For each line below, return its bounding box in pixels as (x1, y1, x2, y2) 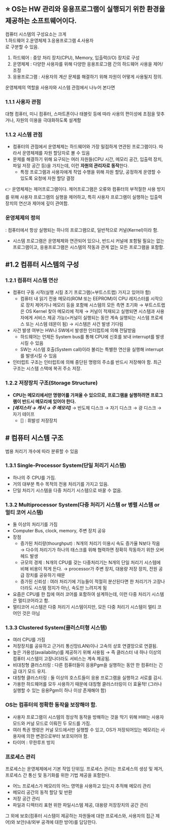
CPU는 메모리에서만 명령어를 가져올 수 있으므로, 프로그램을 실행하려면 (12, 392, 150, 398)
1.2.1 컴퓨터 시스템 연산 (5, 277, 58, 284)
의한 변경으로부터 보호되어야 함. (26, 733, 89, 739)
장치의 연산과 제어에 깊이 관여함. (5, 200, 70, 207)
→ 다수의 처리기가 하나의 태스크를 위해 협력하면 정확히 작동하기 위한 (20, 547, 155, 553)
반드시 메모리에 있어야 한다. (22, 398, 76, 404)
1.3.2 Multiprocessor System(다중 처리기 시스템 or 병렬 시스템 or (5, 501, 160, 508)
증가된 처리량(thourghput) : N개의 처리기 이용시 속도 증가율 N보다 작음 (20, 540, 160, 547)
